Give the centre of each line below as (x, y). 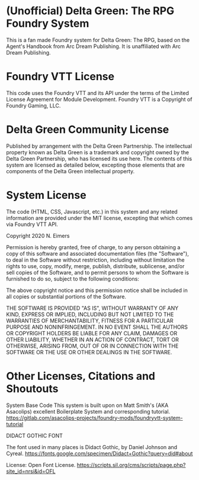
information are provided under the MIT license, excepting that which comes (99, 218)
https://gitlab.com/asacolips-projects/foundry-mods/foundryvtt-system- (94, 418)
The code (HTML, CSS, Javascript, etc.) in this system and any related (92, 211)
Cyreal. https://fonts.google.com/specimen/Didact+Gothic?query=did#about (99, 453)
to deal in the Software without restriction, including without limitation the (95, 260)
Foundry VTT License (60, 77)
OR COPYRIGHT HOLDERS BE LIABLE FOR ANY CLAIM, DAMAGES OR (92, 333)
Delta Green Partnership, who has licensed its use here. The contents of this (99, 158)
